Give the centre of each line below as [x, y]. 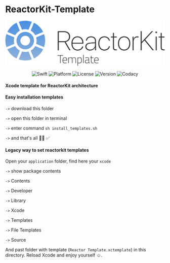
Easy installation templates [34, 97]
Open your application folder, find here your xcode [58, 161]
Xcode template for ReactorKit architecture [52, 85]
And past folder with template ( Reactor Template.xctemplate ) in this [76, 250]
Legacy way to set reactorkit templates [47, 150]
